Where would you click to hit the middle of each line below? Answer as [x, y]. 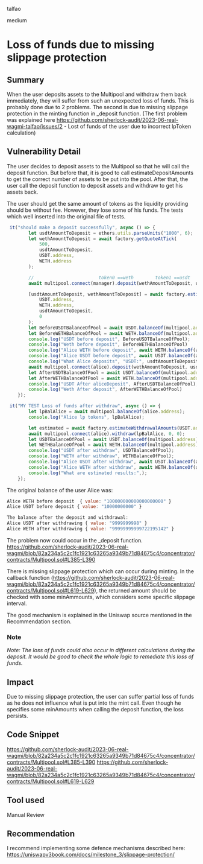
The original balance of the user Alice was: [60, 490]
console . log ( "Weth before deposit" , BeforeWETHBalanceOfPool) [108, 345]
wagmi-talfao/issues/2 [35, 126]
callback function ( [30, 577]
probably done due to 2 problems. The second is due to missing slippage [98, 107]
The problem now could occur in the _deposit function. [75, 540]
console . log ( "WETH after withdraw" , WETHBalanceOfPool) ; [101, 456]
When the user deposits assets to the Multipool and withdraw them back [97, 94]
